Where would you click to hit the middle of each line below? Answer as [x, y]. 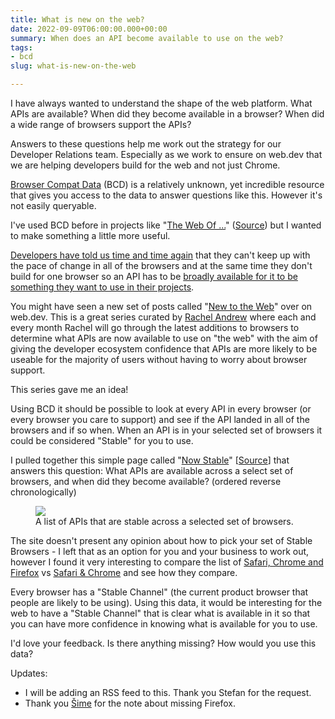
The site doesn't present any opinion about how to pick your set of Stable [161, 540]
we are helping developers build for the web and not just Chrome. [145, 165]
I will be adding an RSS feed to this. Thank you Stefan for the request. [168, 692]
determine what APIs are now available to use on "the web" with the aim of [164, 338]
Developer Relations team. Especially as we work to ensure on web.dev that [166, 154]
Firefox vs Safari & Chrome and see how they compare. [124, 572]
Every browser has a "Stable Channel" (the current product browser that [159, 592]
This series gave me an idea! [69, 389]
